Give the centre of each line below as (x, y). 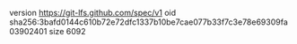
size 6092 (67, 31)
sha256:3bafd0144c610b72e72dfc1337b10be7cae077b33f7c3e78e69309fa (149, 22)
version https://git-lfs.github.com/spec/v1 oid (93, 13)
